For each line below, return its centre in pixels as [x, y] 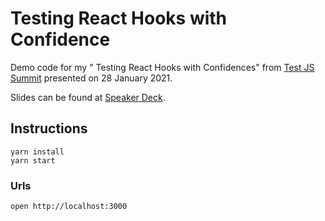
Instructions [49, 128]
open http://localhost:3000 [69, 207]
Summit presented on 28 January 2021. [91, 78]
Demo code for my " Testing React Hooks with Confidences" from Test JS [162, 67]
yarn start [33, 160]
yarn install [37, 152]
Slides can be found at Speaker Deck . [88, 97]
